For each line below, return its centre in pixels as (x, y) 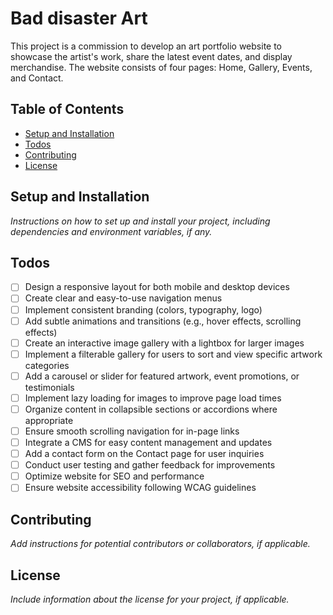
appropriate (49, 420)
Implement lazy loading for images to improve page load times (153, 398)
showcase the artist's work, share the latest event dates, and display (151, 56)
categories (47, 365)
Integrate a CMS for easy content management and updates (148, 442)
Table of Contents (67, 109)
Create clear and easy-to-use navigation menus (123, 298)
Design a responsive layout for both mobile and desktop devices (157, 287)
